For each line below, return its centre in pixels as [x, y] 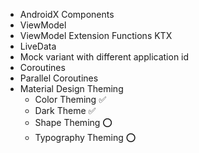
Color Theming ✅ [70, 99]
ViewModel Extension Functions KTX [96, 35]
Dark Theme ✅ [65, 110]
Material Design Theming [71, 88]
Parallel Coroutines [59, 78]
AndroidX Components [67, 14]
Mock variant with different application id [104, 57]
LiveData [38, 46]
